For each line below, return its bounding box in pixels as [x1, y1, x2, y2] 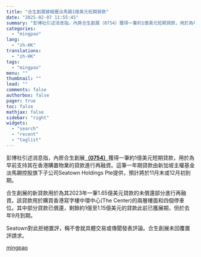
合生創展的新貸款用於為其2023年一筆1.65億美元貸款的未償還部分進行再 [6, 189, 181, 196]
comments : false [6, 87, 47, 93]
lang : [6, 37, 20, 43]
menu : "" [6, 70, 28, 76]
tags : [6, 59, 20, 65]
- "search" [11, 126, 39, 132]
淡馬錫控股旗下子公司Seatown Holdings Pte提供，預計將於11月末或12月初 [6, 169, 185, 176]
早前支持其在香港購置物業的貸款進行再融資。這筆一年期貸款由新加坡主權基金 [6, 161, 195, 168]
